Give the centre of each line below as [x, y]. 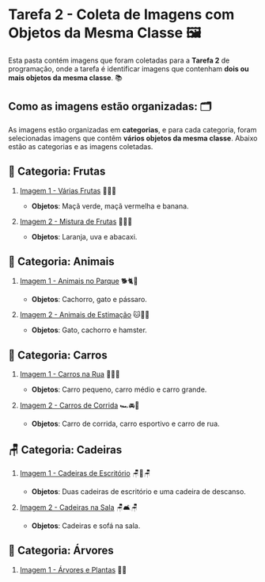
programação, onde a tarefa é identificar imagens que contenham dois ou [129, 68]
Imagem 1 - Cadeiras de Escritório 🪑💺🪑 [85, 473]
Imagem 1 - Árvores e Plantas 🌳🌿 [73, 569]
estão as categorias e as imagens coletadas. [81, 146]
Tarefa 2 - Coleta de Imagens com [121, 15]
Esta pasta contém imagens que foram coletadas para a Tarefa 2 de [119, 60]
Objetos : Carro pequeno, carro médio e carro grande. [119, 389]
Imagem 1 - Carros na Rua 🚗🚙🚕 [70, 374]
